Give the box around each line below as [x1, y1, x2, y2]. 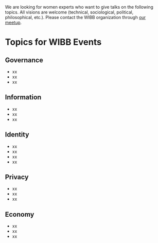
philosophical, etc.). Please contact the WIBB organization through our [5, 15, 146, 20]
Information [5, 93, 42, 102]
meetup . [5, 19, 22, 25]
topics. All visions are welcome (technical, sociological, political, [5, 9, 134, 15]
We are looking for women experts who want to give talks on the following [5, 4, 154, 10]
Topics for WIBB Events [5, 36, 102, 48]
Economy [5, 210, 35, 218]
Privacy [5, 173, 29, 181]
